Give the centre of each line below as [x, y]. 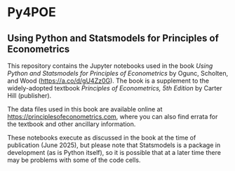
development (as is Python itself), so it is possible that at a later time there [114, 152]
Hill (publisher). [29, 96]
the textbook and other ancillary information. [72, 124]
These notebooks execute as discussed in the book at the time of [102, 138]
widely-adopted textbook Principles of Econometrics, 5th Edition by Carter [115, 88]
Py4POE [32, 12]
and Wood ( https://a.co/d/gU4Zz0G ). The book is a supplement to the [108, 81]
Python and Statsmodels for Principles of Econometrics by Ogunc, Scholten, [118, 73]
